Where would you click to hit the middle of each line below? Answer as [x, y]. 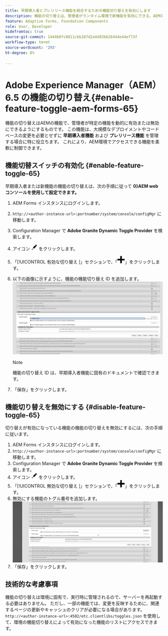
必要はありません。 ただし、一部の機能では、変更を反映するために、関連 [84, 603]
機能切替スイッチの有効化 [44, 165]
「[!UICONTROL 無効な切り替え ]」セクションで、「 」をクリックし [84, 486]
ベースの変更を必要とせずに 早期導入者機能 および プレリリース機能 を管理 [82, 136]
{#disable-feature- [116, 407]
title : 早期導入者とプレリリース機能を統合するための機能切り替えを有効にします [78, 11]
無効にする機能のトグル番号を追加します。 [56, 499]
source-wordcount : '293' [31, 48]
